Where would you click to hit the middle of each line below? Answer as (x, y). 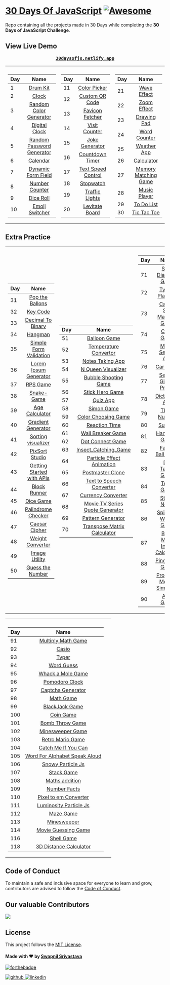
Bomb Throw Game (63, 723)
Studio (38, 457)
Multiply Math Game (63, 640)
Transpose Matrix (104, 526)
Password (39, 146)
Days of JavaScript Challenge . (38, 30)
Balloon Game (103, 338)
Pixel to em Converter (63, 797)
